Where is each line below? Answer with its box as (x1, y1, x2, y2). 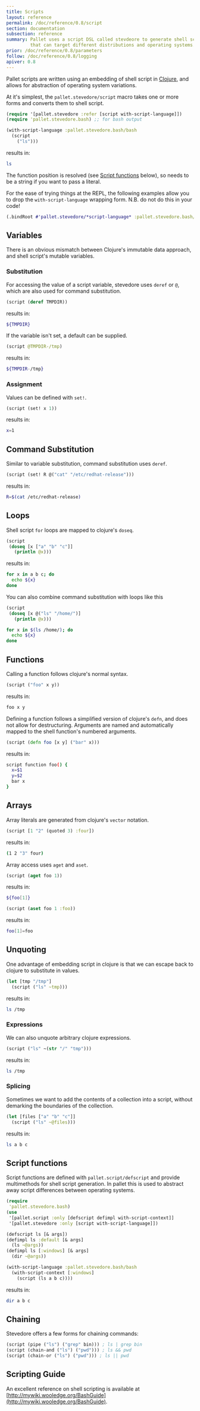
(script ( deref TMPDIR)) (6, 299, 68, 305)
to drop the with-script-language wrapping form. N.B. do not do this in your (6, 195, 192, 203)
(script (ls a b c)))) (17, 1275, 73, 1281)
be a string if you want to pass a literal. (6, 177, 101, 185)
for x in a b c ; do (6, 571, 55, 577)
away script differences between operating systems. (6, 1187, 135, 1194)
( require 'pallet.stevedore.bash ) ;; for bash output (6, 117, 143, 123)
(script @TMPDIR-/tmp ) (6, 344, 62, 350)
